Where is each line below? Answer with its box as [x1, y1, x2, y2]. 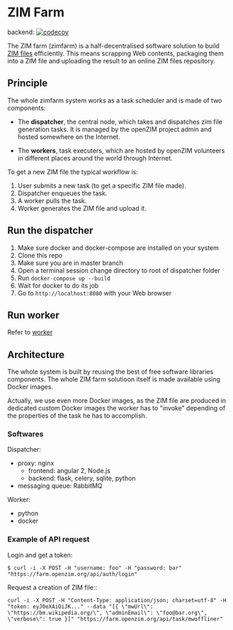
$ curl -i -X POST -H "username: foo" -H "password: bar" [7, 564, 182, 572]
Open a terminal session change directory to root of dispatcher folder [17, 266, 221, 274]
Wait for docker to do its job [17, 281, 99, 290]
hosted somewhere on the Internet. [17, 132, 120, 141]
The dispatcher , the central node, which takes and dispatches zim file [17, 117, 223, 126]
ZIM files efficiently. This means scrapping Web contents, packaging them [7, 49, 225, 58]
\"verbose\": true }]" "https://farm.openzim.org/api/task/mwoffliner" [7, 615, 223, 622]
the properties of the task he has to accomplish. [7, 411, 147, 420]
